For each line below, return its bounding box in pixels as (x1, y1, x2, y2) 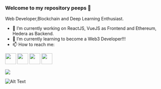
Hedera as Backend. (12, 31, 54, 37)
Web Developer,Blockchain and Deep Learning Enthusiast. (5, 16, 124, 22)
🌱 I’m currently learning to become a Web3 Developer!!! (12, 36, 126, 42)
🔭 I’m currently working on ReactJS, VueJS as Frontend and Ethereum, (12, 25, 157, 31)
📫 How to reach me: (12, 42, 55, 48)
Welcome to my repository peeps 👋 (5, 4, 91, 11)
